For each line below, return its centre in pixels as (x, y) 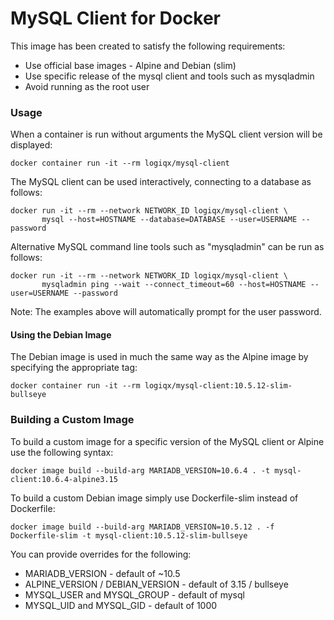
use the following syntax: (62, 452)
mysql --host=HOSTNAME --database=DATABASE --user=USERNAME (169, 220)
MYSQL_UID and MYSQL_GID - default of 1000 (121, 605)
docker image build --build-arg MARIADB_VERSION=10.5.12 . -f (142, 527)
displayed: (31, 145)
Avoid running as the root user (87, 86)
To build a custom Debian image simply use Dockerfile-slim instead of (154, 498)
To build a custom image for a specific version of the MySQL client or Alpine (167, 441)
